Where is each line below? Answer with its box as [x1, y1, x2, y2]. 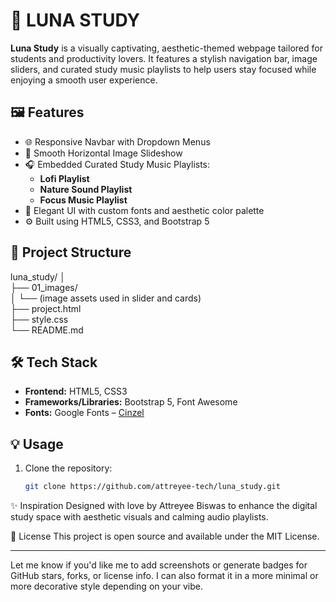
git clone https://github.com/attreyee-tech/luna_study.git [24, 482, 281, 492]
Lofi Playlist [39, 172, 90, 184]
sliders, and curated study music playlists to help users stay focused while [10, 63, 317, 75]
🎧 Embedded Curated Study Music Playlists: [24, 158, 211, 170]
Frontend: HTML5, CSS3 [24, 385, 128, 398]
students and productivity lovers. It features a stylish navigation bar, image [10, 52, 318, 64]
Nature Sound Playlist [39, 183, 133, 195]
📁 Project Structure [10, 244, 132, 261]
